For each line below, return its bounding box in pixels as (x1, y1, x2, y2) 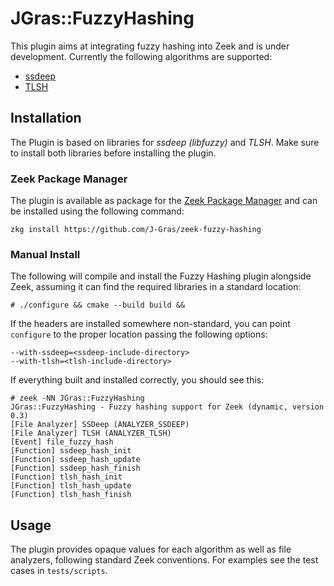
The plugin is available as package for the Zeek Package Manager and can (10, 195, 318, 207)
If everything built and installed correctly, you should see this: (10, 374, 265, 386)
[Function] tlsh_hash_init (10, 472, 123, 482)
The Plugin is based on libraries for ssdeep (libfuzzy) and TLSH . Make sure (10, 136, 320, 148)
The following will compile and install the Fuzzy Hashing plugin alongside (10, 270, 312, 282)
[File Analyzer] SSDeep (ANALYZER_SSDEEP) (10, 420, 190, 430)
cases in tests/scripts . (10, 565, 108, 577)
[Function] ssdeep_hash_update (10, 455, 141, 465)
